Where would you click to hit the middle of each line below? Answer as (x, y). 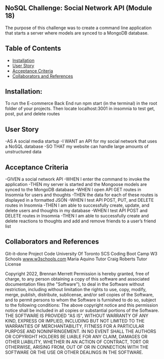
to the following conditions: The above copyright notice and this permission (82, 305)
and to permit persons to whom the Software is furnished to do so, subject (81, 300)
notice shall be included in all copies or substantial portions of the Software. (82, 310)
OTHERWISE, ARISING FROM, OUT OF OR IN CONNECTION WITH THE (77, 347)
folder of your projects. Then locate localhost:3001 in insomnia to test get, (80, 108)
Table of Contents (33, 49)
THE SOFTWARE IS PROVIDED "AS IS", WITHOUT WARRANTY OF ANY (77, 316)
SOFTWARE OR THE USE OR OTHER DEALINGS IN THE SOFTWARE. (74, 352)
